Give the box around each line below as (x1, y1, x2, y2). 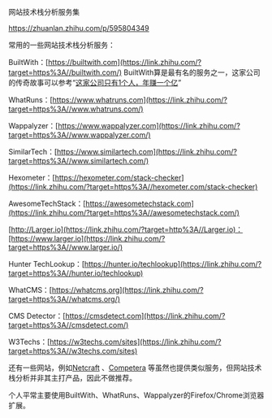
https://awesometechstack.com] (84, 198, 195, 208)
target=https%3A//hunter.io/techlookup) (8, 268, 144, 278)
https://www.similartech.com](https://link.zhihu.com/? (56, 147, 238, 156)
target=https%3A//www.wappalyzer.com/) (8, 130, 152, 140)
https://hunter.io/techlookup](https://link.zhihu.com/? (84, 259, 262, 268)
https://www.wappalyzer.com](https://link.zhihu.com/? (58, 121, 241, 130)
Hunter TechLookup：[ (8, 259, 85, 268)
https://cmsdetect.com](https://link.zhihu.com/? (64, 311, 226, 320)
